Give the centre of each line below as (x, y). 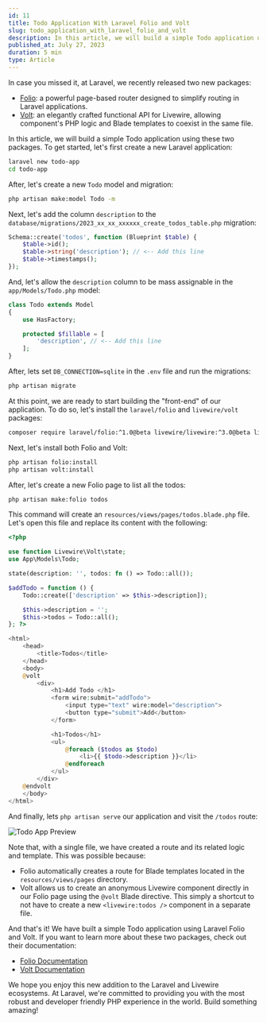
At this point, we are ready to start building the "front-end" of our (114, 401)
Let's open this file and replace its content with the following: (108, 523)
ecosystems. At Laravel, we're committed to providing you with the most (126, 993)
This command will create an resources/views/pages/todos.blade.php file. (129, 514)
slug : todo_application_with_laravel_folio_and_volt (97, 30)
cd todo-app (28, 169)
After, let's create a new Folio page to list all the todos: (97, 485)
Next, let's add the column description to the (82, 214)
